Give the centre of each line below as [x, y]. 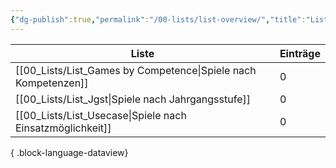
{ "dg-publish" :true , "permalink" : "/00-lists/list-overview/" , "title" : [158, 19]
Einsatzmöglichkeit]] [63, 128]
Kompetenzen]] [52, 83]
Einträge [300, 53]
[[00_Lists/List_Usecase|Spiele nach [101, 115]
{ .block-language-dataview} [69, 152]
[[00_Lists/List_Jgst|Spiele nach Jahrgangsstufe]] [133, 99]
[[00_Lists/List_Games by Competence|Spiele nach [136, 70]
